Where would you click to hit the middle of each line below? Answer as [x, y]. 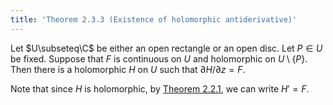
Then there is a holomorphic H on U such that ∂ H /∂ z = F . [128, 69]
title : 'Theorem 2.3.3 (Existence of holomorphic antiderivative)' [154, 19]
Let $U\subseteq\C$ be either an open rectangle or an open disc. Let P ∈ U [166, 48]
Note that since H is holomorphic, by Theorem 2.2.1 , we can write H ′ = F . [160, 88]
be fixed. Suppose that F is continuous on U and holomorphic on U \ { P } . [159, 58]
